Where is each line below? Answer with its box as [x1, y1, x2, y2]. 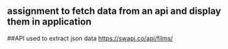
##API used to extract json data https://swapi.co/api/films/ [7, 34, 174, 42]
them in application [7, 16, 92, 28]
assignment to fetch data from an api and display [7, 5, 222, 17]
